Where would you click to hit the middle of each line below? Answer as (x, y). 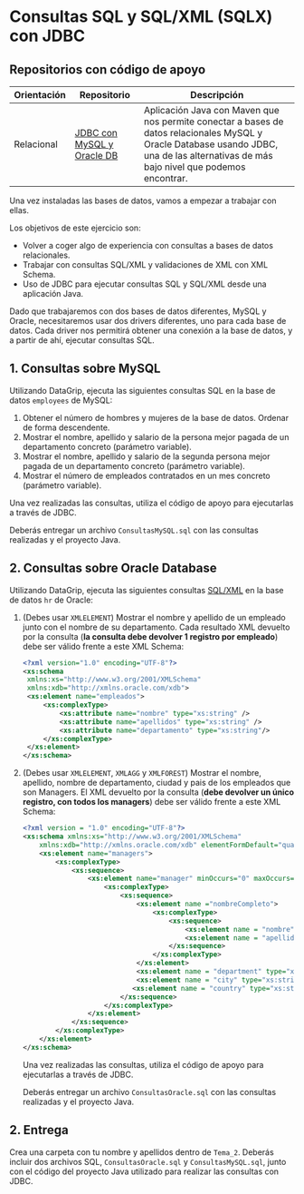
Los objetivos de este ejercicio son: (76, 228)
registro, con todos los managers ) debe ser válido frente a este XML (152, 802)
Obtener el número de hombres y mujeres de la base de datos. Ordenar (156, 417)
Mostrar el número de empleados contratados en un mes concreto (146, 475)
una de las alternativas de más (208, 156)
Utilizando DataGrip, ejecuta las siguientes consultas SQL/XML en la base (147, 590)
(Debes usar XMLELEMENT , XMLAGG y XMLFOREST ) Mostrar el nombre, (142, 773)
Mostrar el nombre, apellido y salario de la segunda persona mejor (146, 456)
